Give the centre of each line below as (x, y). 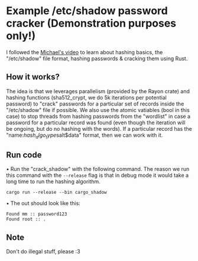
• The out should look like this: (43, 203)
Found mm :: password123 (37, 214)
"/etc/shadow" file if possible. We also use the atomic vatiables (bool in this (98, 110)
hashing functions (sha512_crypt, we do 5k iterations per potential (86, 97)
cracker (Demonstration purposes (91, 23)
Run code (24, 155)
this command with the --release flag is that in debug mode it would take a (98, 176)
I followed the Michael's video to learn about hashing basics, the (85, 52)
